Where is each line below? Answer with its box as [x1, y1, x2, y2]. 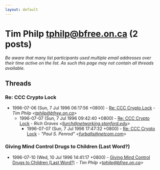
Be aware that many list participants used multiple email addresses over [5, 55, 152, 61]
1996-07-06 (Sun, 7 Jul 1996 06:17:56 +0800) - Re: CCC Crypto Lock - [12, 105, 156, 111]
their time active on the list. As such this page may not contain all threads [5, 60, 154, 66]
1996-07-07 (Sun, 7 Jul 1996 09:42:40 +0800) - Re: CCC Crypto [19, 115, 150, 121]
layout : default [5, 7, 38, 12]
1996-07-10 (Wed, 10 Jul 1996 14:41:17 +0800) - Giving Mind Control [12, 154, 150, 160]
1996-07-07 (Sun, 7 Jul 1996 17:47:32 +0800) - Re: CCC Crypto [26, 126, 155, 132]
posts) [5, 39, 32, 49]
